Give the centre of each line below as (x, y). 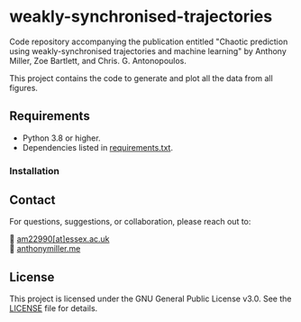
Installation (35, 170)
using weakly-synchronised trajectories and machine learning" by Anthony (148, 51)
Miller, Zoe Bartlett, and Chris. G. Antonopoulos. (98, 60)
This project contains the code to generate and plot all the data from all (141, 78)
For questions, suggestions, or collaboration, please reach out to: (130, 222)
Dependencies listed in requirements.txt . (98, 147)
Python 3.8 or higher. (61, 138)
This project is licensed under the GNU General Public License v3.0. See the (150, 299)
